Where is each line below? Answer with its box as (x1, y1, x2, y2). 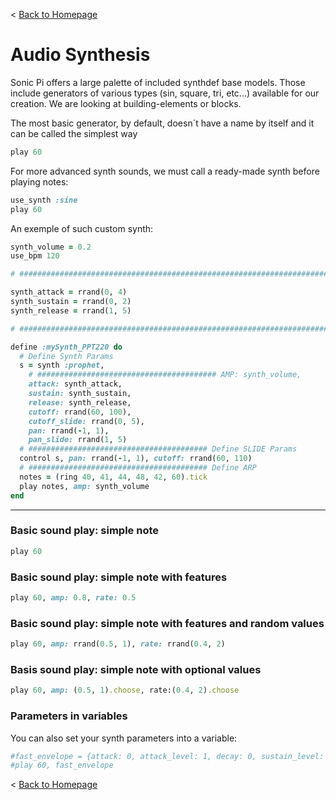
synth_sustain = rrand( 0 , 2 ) (10, 297, 132, 307)
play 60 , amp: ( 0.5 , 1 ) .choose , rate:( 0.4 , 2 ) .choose (10, 685, 240, 696)
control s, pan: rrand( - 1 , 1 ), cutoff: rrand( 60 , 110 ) (19, 454, 253, 464)
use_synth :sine (10, 195, 78, 205)
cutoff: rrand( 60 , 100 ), (28, 407, 132, 417)
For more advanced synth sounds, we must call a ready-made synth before (10, 165, 320, 177)
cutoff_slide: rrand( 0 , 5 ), (28, 416, 145, 426)
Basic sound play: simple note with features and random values (10, 616, 325, 630)
